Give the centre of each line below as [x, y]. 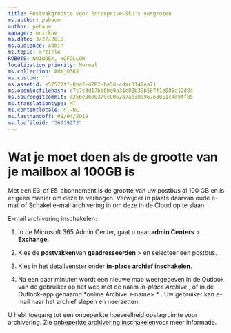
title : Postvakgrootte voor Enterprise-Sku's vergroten [90, 13]
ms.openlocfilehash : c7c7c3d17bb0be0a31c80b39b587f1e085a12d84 [101, 91]
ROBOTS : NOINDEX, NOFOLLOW [47, 59]
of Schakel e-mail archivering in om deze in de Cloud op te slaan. [113, 205]
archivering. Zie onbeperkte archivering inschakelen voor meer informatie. [112, 323]
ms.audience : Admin [36, 46]
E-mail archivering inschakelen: [52, 219]
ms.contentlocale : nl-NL [43, 110]
